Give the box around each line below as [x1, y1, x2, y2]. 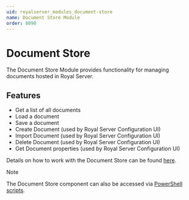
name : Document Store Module [6, 15, 80, 21]
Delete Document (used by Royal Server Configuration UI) [15, 139, 160, 146]
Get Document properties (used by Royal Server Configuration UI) [15, 145, 180, 152]
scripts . [6, 187, 26, 194]
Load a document [15, 113, 60, 120]
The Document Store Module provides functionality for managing [6, 66, 169, 73]
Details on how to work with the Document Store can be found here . [6, 157, 177, 164]
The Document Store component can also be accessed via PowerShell [6, 180, 183, 188]
